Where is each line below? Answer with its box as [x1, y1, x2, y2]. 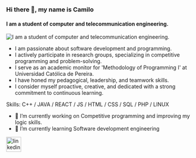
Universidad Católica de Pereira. [14, 70, 94, 78]
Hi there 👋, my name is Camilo [6, 5, 94, 14]
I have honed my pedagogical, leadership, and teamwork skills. [14, 77, 169, 84]
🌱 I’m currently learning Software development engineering [14, 125, 160, 132]
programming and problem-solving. [14, 58, 102, 65]
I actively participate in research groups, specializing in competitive [14, 51, 180, 58]
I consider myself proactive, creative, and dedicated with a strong [14, 83, 176, 90]
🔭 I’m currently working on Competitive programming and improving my [14, 113, 190, 120]
